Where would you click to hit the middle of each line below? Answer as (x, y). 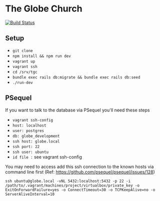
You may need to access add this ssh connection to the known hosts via (79, 166)
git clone (23, 50)
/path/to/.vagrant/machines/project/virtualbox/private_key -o (72, 185)
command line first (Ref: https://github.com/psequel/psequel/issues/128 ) (80, 172)
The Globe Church (44, 9)
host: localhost (29, 125)
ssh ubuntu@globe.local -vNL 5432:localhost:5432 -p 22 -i (68, 181)
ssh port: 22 (26, 146)
